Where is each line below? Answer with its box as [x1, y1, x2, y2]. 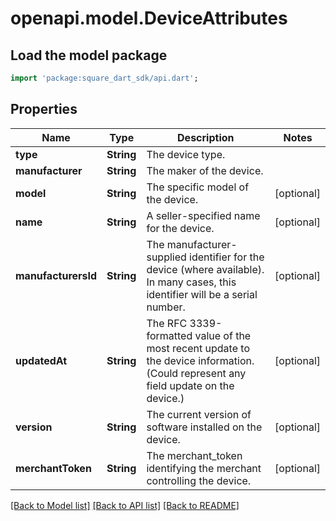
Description [177, 130, 235, 144]
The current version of [146, 407, 252, 421]
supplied [146, 250, 187, 264]
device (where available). [146, 262, 265, 276]
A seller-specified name [146, 208, 261, 222]
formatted [146, 328, 193, 342]
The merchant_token [146, 448, 243, 462]
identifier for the [189, 250, 265, 264]
